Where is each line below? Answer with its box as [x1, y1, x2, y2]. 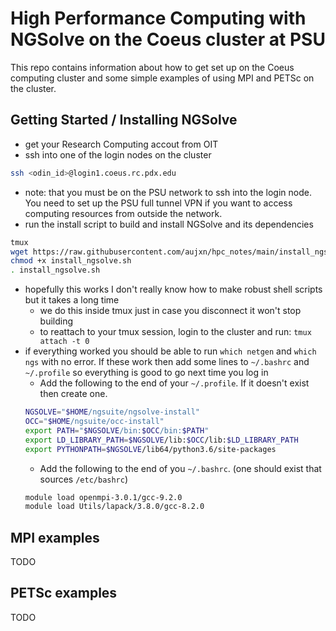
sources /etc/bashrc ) [39, 473, 129, 485]
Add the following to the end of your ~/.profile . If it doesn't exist [39, 377, 310, 389]
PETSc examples [10, 585, 118, 602]
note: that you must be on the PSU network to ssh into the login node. [24, 186, 312, 198]
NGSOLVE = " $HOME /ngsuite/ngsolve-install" [24, 407, 201, 417]
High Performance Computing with [10, 7, 307, 30]
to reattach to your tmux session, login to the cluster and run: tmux [39, 326, 312, 338]
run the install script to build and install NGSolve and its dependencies [24, 218, 314, 230]
